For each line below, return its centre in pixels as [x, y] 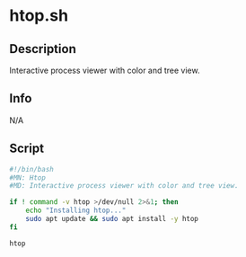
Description [43, 49]
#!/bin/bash [31, 169]
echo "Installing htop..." [76, 211]
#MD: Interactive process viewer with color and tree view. [124, 186]
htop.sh [39, 16]
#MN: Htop [28, 177]
